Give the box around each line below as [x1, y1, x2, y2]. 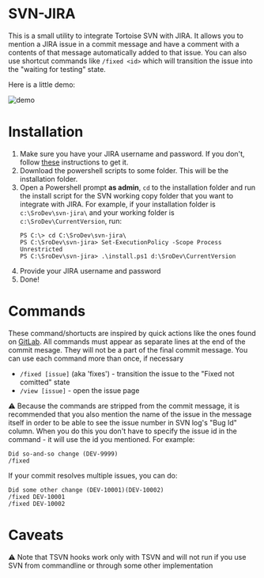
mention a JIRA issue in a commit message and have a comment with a [8, 39, 239, 48]
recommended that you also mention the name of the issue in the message [8, 409, 252, 419]
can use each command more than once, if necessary [8, 353, 184, 363]
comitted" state [19, 377, 70, 387]
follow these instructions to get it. [19, 157, 129, 167]
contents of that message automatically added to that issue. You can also [8, 47, 247, 57]
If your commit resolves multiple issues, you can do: [8, 470, 178, 480]
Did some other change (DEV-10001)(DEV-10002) [8, 485, 164, 494]
